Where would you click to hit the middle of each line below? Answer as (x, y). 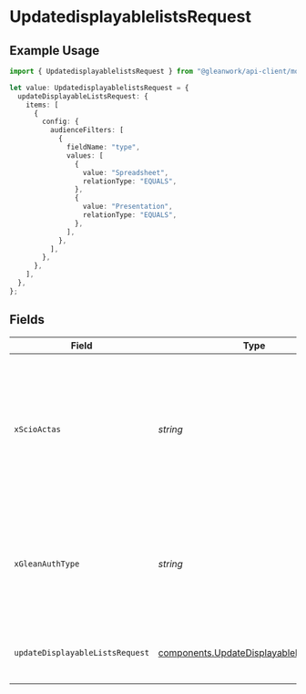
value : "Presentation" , (127, 207)
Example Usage (55, 51)
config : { (61, 122)
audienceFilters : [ (87, 130)
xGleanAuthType (47, 564)
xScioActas (37, 429)
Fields (27, 320)
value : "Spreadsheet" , (126, 172)
